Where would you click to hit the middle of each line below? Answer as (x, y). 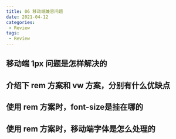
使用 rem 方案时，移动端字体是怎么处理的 (81, 129)
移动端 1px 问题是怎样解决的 (57, 64)
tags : (13, 33)
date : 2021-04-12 (27, 17)
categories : (21, 22)
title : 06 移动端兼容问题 (35, 11)
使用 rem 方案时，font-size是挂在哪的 (75, 107)
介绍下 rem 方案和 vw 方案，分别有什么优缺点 (88, 85)
